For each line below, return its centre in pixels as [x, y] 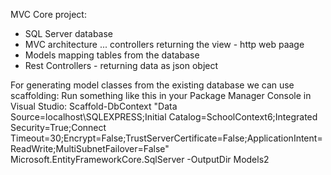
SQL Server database [69, 33]
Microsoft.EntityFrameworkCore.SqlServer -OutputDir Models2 [140, 159]
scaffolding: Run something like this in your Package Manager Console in [161, 95]
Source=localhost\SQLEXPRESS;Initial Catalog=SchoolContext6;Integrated [164, 117]
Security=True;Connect [58, 127]
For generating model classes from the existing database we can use [152, 85]
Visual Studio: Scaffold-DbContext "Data [94, 106]
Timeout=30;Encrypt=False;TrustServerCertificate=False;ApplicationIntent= [166, 138]
